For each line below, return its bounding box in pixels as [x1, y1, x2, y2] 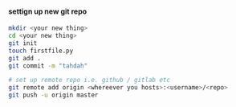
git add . [8, 54, 42, 62]
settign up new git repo [8, 6, 87, 16]
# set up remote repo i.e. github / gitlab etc [8, 76, 171, 84]
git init [8, 39, 38, 47]
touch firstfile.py [8, 47, 74, 55]
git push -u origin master [8, 91, 99, 100]
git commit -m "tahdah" [8, 61, 88, 70]
